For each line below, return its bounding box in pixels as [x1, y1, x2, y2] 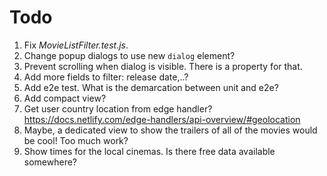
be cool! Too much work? [23, 134, 129, 146]
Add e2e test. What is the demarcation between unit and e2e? [23, 81, 279, 93]
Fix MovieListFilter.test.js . [23, 39, 129, 51]
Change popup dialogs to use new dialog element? [23, 49, 236, 61]
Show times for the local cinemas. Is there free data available [23, 145, 276, 157]
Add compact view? [23, 92, 107, 104]
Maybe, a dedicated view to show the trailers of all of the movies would [23, 124, 318, 136]
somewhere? [23, 156, 78, 168]
